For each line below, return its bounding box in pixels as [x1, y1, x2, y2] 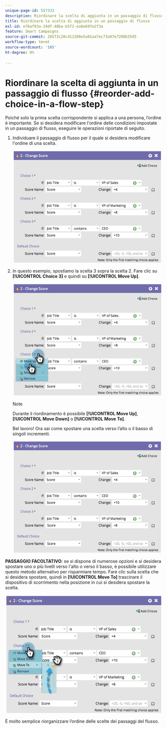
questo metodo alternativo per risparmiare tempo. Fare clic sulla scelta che [5, 569, 159, 575]
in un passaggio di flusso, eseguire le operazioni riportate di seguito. [5, 125, 146, 131]
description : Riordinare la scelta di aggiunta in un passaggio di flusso [5, 13, 164, 18]
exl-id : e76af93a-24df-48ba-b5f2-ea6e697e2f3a [5, 24, 103, 29]
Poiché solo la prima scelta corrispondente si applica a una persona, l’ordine [5, 115, 162, 121]
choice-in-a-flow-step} [5, 98, 104, 109]
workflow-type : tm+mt [5, 40, 50, 45]
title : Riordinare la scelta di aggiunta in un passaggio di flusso [5, 18, 150, 23]
